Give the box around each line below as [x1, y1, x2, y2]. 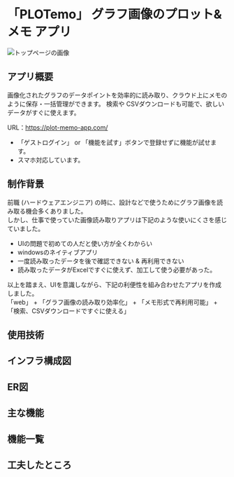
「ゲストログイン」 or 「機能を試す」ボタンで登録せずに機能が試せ [17, 138, 211, 146]
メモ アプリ [7, 24, 72, 40]
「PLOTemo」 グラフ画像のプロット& [7, 6, 222, 22]
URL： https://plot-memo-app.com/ [7, 123, 108, 132]
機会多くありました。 [25, 207, 87, 215]
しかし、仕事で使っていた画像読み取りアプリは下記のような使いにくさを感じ [7, 215, 228, 224]
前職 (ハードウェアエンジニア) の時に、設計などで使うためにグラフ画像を [7, 198, 217, 207]
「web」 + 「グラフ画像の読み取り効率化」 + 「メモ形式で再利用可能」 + [7, 298, 218, 306]
